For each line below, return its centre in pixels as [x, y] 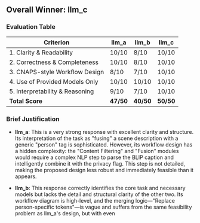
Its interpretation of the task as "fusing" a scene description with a [96, 138]
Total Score [26, 101]
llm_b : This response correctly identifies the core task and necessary [100, 188]
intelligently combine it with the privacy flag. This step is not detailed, [100, 163]
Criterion [57, 42]
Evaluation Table [31, 27]
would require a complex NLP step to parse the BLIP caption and [94, 157]
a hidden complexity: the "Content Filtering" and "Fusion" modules [97, 151]
